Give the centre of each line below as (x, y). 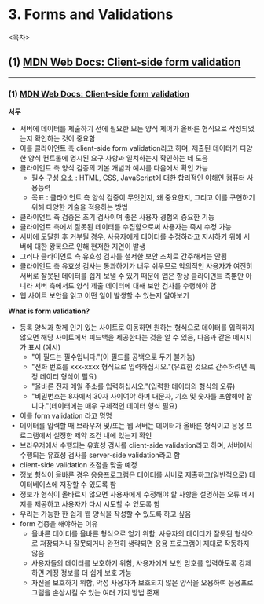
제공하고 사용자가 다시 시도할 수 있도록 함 (97, 504)
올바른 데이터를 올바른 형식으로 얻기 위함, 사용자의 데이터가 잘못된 (132, 534)
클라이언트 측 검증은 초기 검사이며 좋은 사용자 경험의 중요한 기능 (117, 217)
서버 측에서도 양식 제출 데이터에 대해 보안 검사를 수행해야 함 (125, 286)
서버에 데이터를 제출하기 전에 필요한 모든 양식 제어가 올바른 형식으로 (123, 129)
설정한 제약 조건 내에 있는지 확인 (103, 436)
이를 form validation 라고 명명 (66, 416)
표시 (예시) (44, 347)
